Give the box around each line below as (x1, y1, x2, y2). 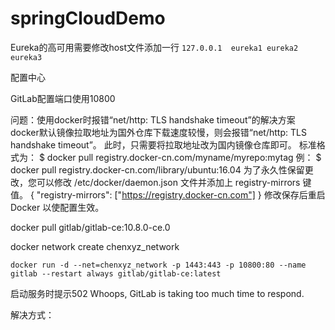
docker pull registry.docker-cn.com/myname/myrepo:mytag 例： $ (46, 151, 322, 163)
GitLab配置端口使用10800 (10, 92, 116, 104)
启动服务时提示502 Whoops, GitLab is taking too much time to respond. (10, 287, 305, 299)
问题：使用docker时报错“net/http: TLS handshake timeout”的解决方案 (10, 113, 296, 126)
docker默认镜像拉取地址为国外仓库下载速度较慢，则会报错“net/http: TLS (10, 126, 307, 138)
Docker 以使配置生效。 (10, 201, 105, 213)
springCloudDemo (10, 7, 166, 30)
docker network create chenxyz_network (10, 240, 180, 252)
